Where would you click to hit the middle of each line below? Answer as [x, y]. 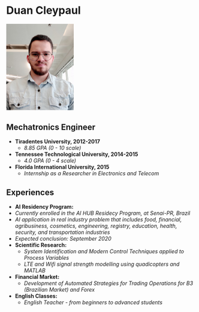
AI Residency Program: [44, 206]
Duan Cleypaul [43, 10]
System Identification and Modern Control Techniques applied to [104, 251]
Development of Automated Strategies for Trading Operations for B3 [108, 283]
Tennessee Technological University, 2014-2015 [76, 154]
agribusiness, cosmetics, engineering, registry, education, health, [96, 226]
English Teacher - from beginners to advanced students [93, 302]
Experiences [30, 192]
